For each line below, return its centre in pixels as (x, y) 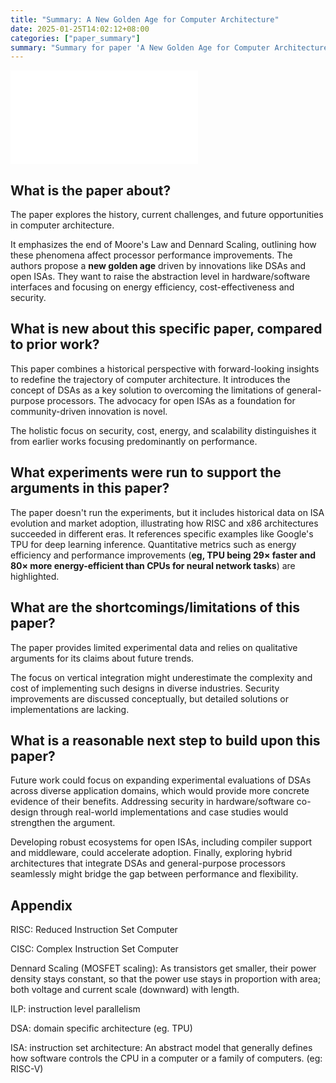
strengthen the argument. (63, 823)
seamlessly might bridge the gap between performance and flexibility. (154, 874)
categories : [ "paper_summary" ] (75, 38)
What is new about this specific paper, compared (166, 329)
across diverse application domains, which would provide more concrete (160, 791)
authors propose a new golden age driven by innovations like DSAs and (158, 266)
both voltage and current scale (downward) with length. (125, 990)
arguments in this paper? (90, 488)
